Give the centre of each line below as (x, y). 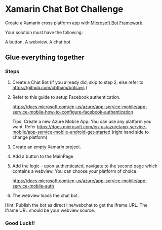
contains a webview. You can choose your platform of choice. (75, 171)
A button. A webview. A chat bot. (38, 42)
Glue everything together (45, 57)
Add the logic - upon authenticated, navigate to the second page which (85, 166)
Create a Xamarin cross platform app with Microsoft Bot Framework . (74, 23)
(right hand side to (130, 132)
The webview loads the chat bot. (45, 195)
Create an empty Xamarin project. (47, 147)
